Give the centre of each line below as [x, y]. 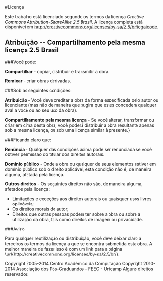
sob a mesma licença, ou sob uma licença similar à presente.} [68, 130]
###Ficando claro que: [28, 140]
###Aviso [15, 229]
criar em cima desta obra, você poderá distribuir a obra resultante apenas [80, 125]
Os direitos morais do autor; [40, 209]
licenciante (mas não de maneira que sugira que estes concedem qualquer [81, 105]
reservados [17, 274]
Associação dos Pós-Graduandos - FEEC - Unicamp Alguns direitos [85, 269]
